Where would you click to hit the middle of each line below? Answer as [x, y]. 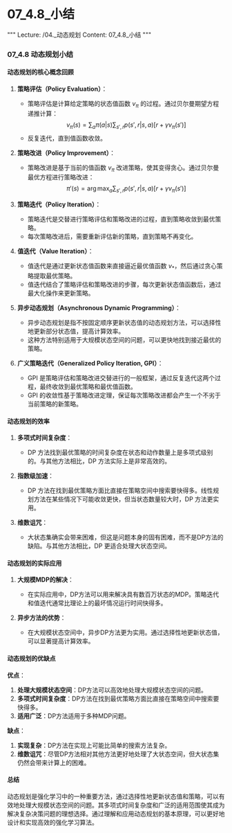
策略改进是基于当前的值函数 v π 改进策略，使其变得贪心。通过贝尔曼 [123, 168]
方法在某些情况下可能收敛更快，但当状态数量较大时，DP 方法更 [123, 499]
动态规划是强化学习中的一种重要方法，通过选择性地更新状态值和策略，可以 [113, 796]
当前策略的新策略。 [55, 404]
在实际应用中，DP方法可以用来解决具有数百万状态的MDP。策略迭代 [123, 594]
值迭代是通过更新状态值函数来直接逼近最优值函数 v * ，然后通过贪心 [122, 267]
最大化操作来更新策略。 [61, 293]
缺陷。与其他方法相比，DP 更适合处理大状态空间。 [99, 546]
